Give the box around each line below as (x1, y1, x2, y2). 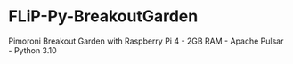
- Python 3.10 (8, 44, 57, 55)
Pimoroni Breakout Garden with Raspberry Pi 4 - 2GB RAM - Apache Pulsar (8, 36, 284, 46)
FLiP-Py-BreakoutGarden (8, 6, 199, 27)
